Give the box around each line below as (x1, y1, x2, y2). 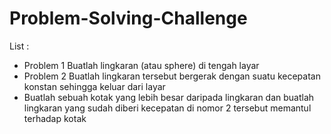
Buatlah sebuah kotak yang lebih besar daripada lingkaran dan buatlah (23, 91, 315, 103)
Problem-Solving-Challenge (9, 7, 248, 30)
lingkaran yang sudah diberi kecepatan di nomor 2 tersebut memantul (23, 102, 312, 114)
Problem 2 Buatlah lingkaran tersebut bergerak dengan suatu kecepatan (23, 70, 321, 82)
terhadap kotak (23, 112, 87, 124)
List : (9, 40, 30, 52)
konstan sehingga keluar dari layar (23, 80, 166, 92)
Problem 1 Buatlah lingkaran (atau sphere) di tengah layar (23, 59, 260, 71)
